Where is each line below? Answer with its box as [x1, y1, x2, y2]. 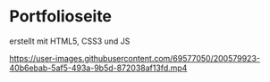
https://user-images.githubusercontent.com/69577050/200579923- [9, 53, 261, 63]
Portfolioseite [9, 6, 113, 27]
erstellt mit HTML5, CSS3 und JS [9, 36, 131, 46]
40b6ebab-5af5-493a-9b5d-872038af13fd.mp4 [9, 62, 188, 73]
